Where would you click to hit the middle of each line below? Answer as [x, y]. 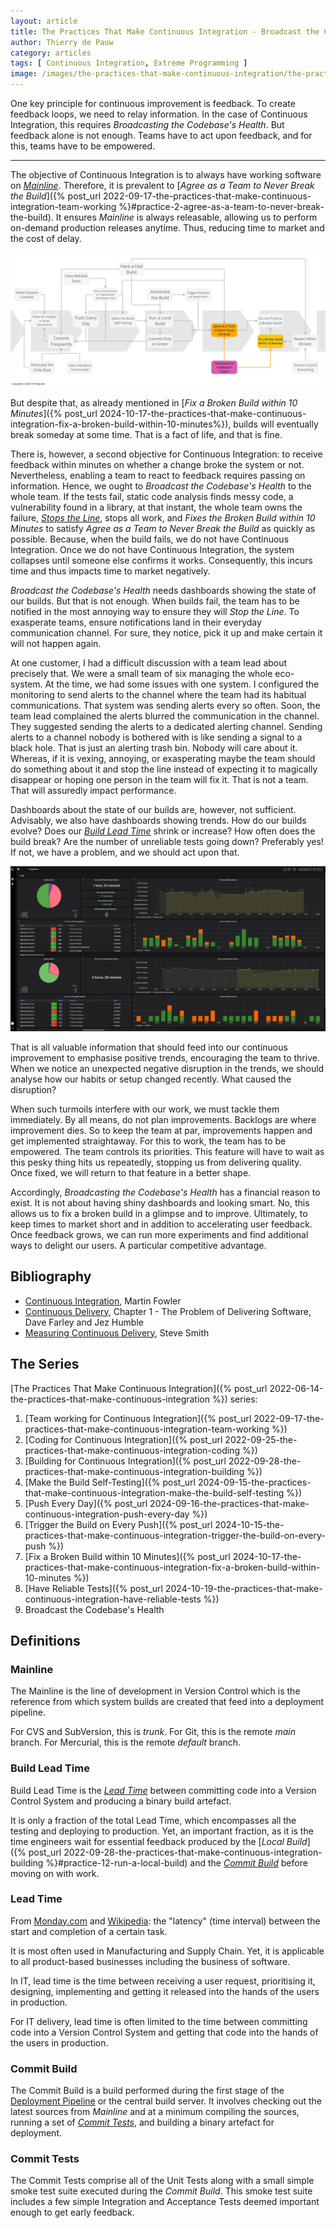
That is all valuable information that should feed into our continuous [149, 1047]
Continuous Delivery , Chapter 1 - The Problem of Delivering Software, [168, 1311]
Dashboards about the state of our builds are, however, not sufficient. [153, 809]
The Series [45, 1364]
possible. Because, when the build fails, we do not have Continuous [150, 539]
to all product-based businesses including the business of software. [150, 1961]
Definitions [45, 1640]
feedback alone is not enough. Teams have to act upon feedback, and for [161, 135]
